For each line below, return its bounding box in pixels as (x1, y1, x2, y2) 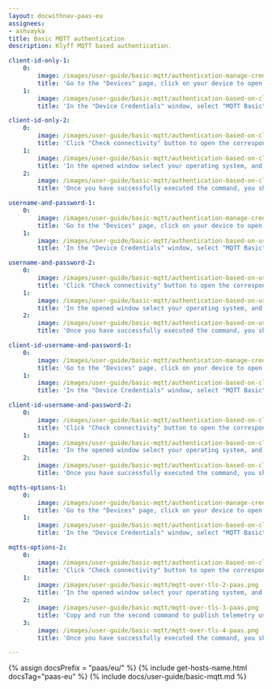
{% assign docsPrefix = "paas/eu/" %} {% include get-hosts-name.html (8, 663, 248, 673)
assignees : (8, 19, 45, 28)
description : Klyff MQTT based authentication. (8, 42, 172, 50)
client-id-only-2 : (8, 117, 70, 125)
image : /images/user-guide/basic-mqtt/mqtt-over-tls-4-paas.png (37, 626, 259, 635)
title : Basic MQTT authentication (8, 34, 125, 43)
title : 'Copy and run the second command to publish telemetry (37, 611, 255, 619)
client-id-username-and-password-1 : (8, 341, 132, 349)
